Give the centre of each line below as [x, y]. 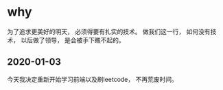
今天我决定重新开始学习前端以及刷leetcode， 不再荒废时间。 [93, 79]
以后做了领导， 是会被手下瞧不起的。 [72, 40]
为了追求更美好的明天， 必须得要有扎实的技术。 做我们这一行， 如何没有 [109, 31]
